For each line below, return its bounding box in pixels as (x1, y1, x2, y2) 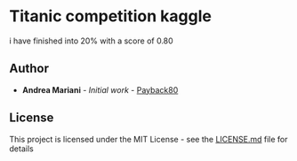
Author (9, 61, 49, 76)
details (9, 143, 34, 154)
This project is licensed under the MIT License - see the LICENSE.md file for (9, 134, 288, 144)
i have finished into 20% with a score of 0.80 (9, 35, 173, 46)
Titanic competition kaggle (9, 6, 212, 27)
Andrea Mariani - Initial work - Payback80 (21, 84, 179, 95)
